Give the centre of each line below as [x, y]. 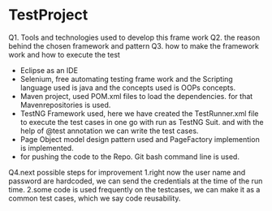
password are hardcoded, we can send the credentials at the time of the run [136, 181]
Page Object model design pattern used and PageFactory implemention [140, 139]
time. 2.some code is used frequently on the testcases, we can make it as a [134, 189]
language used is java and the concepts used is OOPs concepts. [128, 88]
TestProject [48, 15]
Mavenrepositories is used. [65, 105]
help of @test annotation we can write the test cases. [109, 131]
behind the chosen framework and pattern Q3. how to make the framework [134, 45]
